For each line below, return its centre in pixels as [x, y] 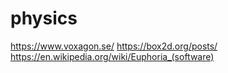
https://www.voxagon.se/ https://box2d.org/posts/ [114, 46]
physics [44, 18]
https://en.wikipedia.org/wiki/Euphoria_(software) [112, 56]
